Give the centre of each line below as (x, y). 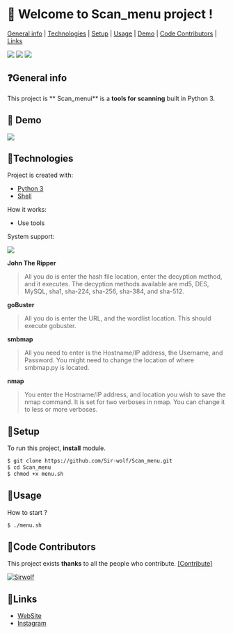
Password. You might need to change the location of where (109, 360)
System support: (31, 237)
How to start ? (27, 512)
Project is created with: (40, 175)
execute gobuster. (50, 326)
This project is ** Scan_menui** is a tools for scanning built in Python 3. (111, 98)
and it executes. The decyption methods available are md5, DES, (116, 284)
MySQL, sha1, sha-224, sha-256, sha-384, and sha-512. (104, 291)
